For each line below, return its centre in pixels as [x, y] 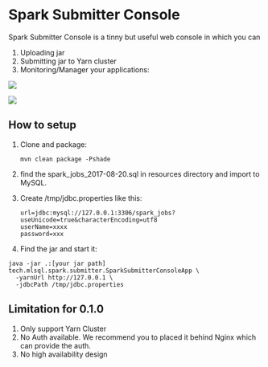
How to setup [42, 125]
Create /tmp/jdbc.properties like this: [81, 198]
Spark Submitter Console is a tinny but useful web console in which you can [134, 37]
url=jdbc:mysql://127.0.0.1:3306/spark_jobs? [97, 213]
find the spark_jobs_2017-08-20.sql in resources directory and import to [140, 173]
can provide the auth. [55, 345]
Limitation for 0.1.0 [56, 310]
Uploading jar [42, 52]
